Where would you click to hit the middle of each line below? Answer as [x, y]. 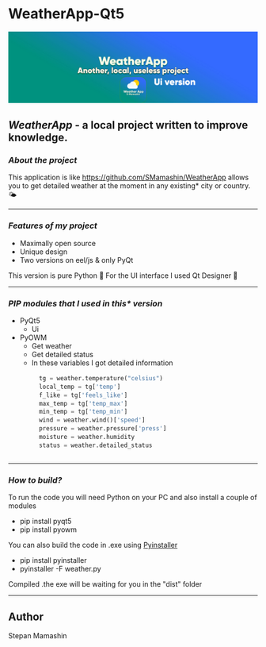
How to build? [35, 479]
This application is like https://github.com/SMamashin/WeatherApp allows [129, 177]
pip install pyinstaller [53, 560]
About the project [43, 160]
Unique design [44, 252]
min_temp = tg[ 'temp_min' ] [83, 412]
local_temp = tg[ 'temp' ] [80, 387]
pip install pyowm [48, 530]
